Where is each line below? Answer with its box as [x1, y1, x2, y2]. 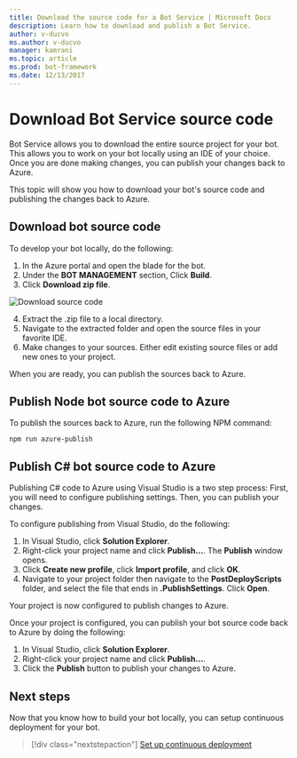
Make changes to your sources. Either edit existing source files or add [21, 341, 278, 352]
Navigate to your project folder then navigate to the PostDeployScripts [21, 574, 282, 585]
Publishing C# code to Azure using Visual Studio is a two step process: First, [9, 483, 289, 493]
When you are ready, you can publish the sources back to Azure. [9, 368, 246, 379]
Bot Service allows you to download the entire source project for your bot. [9, 139, 279, 149]
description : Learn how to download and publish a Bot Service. [9, 21, 252, 30]
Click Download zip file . [21, 279, 111, 290]
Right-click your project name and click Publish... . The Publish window [21, 546, 284, 556]
